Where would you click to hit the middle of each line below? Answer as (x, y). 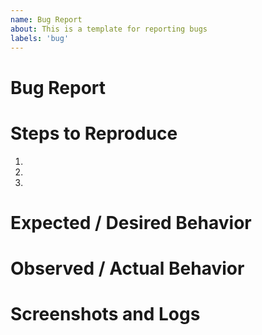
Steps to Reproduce (94, 133)
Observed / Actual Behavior (127, 268)
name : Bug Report (46, 19)
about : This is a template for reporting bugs (109, 29)
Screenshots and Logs (105, 314)
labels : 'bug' (40, 38)
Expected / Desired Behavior (131, 222)
